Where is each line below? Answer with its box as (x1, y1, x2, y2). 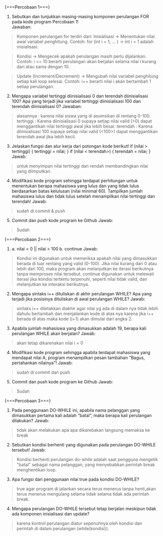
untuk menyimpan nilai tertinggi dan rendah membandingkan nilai (16, 163, 148, 169)
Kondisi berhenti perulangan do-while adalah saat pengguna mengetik (16, 457, 158, 462)
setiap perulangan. (16, 84, 55, 89)
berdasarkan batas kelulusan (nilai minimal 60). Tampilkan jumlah (11, 188, 143, 194)
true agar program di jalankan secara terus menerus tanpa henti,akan (16, 486, 156, 491)
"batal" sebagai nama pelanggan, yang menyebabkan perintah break (16, 462, 155, 468)
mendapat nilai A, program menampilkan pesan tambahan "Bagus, (11, 355, 145, 360)
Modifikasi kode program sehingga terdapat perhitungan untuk (11, 178, 138, 183)
